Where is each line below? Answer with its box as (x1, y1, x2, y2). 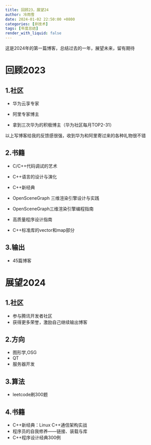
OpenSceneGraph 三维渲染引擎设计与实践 (12, 195, 99, 201)
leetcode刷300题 (12, 392, 48, 398)
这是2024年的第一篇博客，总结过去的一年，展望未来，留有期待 (5, 45, 135, 51)
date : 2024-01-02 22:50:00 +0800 (5, 17, 75, 22)
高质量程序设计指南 (12, 216, 53, 222)
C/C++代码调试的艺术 (12, 163, 58, 169)
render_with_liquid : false (5, 31, 62, 36)
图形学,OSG (12, 349, 37, 355)
